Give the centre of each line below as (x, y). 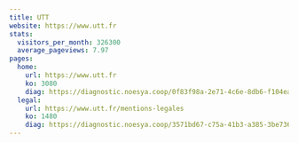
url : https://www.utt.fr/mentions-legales (105, 108)
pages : (21, 59)
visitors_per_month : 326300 (69, 42)
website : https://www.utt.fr (63, 26)
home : (27, 68)
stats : (21, 34)
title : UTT (29, 17)
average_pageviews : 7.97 (63, 51)
